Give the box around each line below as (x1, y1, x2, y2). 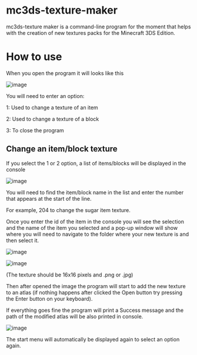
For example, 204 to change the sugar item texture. (6, 206, 131, 213)
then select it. (6, 237, 39, 244)
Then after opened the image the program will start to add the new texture (6, 282, 186, 289)
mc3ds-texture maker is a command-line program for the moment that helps (6, 23, 191, 30)
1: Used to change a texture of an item (6, 104, 98, 111)
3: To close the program (6, 126, 65, 133)
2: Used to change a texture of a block (6, 115, 99, 122)
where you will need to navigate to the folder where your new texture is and (6, 230, 189, 237)
